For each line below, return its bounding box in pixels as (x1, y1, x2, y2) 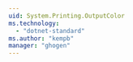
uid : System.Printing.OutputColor (8, 11, 126, 20)
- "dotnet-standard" (15, 27, 85, 35)
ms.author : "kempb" (8, 34, 75, 43)
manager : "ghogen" (8, 42, 71, 50)
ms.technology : (8, 19, 60, 27)
